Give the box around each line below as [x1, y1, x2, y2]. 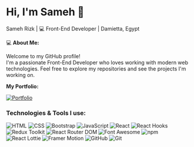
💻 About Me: [6, 39, 39, 46]
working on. [6, 71, 35, 78]
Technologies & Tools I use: [6, 109, 86, 117]
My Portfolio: [6, 82, 39, 90]
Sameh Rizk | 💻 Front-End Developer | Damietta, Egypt [6, 25, 140, 32]
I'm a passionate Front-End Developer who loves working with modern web [6, 59, 189, 66]
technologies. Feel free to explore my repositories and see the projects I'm [6, 65, 186, 72]
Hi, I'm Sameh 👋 [6, 5, 85, 19]
